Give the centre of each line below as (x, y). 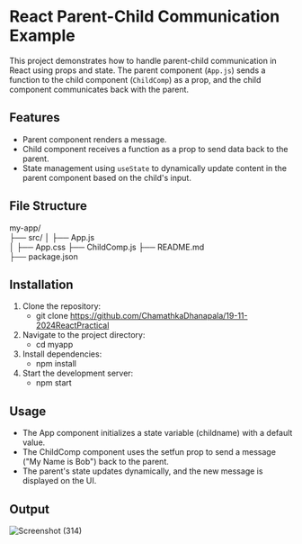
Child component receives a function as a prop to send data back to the (155, 149)
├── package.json (44, 256)
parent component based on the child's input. (107, 177)
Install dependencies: (62, 354)
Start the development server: (78, 373)
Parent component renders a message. (94, 139)
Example (42, 36)
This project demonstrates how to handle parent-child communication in (143, 60)
